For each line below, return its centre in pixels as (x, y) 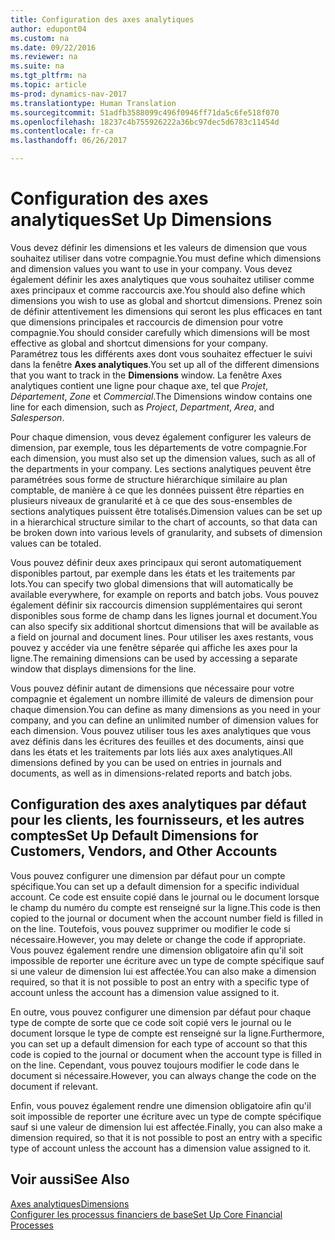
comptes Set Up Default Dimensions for (134, 836)
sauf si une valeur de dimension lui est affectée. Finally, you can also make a (166, 1127)
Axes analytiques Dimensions (70, 1203)
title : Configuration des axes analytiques (102, 19)
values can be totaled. (56, 543)
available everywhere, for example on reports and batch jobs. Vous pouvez (165, 594)
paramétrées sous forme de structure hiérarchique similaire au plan (149, 479)
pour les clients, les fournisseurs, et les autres (157, 820)
